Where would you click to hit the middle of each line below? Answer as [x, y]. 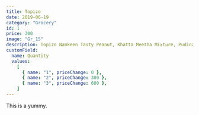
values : [21, 61]
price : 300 [20, 34]
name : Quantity [30, 56]
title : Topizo [24, 12]
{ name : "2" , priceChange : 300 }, [65, 78]
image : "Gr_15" [25, 39]
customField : [22, 50]
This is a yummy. [27, 106]
